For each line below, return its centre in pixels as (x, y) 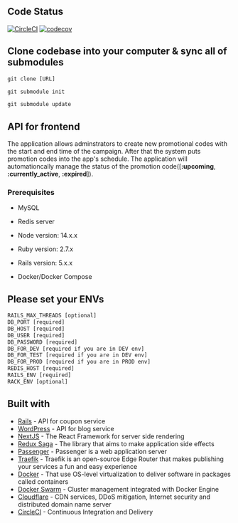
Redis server (36, 222)
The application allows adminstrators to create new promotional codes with (117, 144)
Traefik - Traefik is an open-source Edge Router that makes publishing (120, 459)
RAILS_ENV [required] (39, 375)
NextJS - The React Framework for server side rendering (101, 436)
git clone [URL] (31, 79)
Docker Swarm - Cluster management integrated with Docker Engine (118, 489)
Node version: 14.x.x (48, 236)
